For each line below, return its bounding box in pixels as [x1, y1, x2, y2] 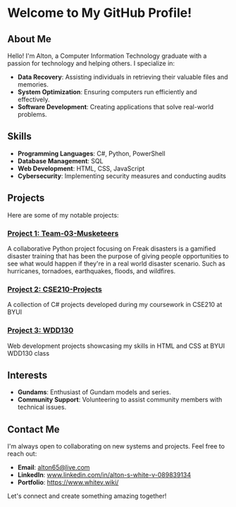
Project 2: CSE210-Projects [7, 284, 102, 294]
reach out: [7, 449, 37, 458]
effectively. [17, 95, 50, 104]
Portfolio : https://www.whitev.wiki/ [17, 478, 119, 487]
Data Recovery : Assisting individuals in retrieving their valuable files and [17, 73, 228, 81]
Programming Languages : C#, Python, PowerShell [17, 149, 166, 158]
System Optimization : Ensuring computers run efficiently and [17, 88, 197, 96]
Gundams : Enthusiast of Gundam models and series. [17, 388, 171, 396]
